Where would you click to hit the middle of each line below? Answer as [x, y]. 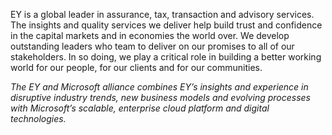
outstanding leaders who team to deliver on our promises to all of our [152, 46]
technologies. [38, 118]
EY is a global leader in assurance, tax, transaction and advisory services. [162, 14]
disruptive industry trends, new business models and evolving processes [160, 97]
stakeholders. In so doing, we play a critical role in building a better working [166, 57]
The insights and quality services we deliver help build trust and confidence [166, 25]
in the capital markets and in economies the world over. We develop [150, 35]
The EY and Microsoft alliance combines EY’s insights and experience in [159, 87]
